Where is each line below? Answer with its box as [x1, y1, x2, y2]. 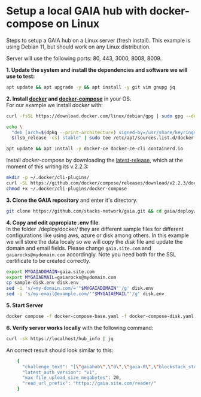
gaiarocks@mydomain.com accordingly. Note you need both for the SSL [6, 250, 176, 258]
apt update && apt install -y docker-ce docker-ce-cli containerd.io [6, 146, 184, 152]
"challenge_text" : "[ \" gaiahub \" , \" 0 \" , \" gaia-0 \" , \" [22, 363, 160, 369]
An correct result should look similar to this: [6, 346, 114, 354]
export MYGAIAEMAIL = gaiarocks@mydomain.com [6, 274, 117, 280]
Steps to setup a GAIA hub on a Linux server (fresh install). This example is [6, 37, 191, 44]
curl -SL [6, 180, 28, 186]
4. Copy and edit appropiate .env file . [6, 219, 100, 226]
